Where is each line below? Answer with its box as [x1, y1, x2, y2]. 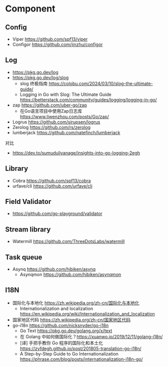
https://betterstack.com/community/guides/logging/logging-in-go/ [19, 96, 157, 102]
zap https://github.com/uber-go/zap [12, 102, 87, 108]
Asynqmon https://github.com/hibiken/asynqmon [19, 271, 121, 277]
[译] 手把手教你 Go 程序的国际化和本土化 [19, 339, 103, 345]
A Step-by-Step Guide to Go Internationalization [19, 350, 119, 356]
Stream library [5, 225, 51, 233]
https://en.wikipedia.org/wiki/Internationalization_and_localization [19, 310, 155, 316]
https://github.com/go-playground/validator [12, 210, 102, 216]
